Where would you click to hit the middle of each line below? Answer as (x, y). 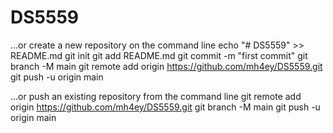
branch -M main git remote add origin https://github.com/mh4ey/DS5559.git (166, 66)
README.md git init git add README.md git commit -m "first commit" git (159, 55)
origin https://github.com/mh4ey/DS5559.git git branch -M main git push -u (165, 107)
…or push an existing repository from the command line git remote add (156, 96)
